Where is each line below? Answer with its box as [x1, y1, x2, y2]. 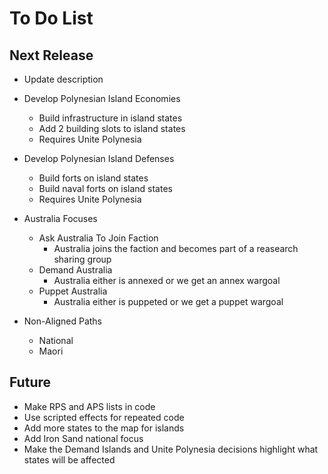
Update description [23, 73, 104, 85]
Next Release [9, 47, 94, 64]
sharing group [53, 253, 112, 265]
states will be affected [23, 453, 116, 466]
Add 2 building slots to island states [38, 123, 186, 134]
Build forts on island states [38, 172, 149, 184]
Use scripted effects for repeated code [23, 411, 185, 423]
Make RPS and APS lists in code [23, 400, 156, 412]
